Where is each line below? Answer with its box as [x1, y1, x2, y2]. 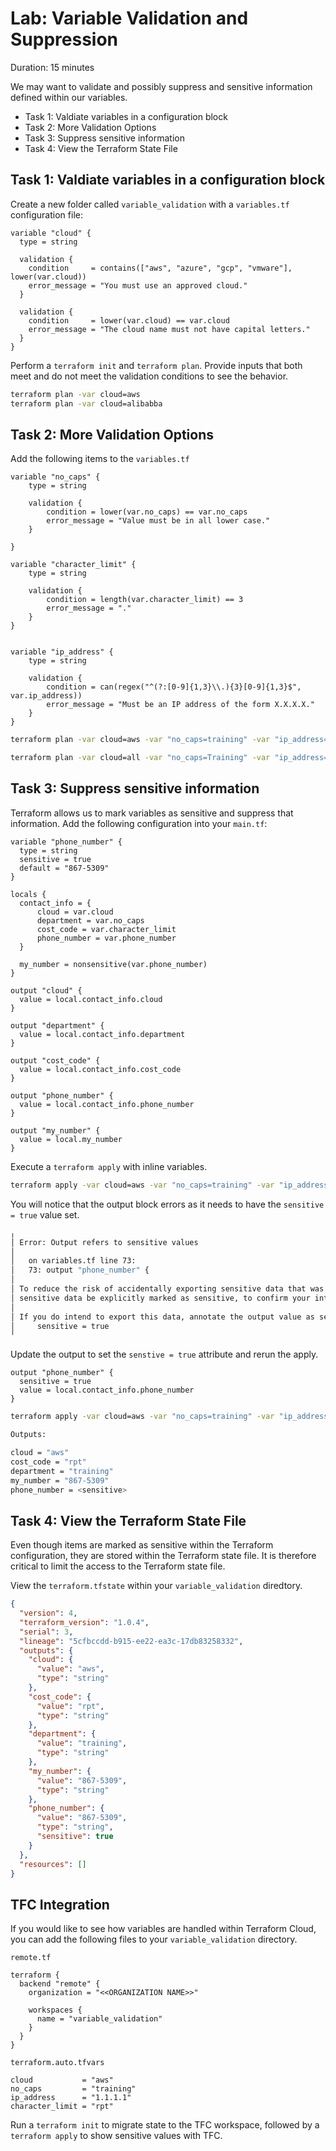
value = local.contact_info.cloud [19, 994, 163, 1004]
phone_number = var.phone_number [36, 933, 177, 943]
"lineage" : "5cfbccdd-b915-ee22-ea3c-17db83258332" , [19, 1636, 244, 1646]
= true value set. [10, 1208, 80, 1221]
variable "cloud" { [10, 228, 92, 238]
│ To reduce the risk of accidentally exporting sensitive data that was [10, 1284, 325, 1294]
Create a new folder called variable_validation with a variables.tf [10, 198, 290, 210]
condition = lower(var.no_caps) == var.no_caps [46, 507, 248, 517]
